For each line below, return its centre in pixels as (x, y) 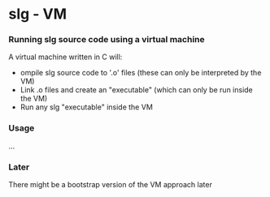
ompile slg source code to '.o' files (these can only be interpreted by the (141, 73)
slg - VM (38, 14)
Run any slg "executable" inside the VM (86, 107)
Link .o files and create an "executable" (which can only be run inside (137, 90)
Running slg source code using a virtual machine (107, 40)
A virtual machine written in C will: (65, 57)
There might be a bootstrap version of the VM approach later (111, 185)
